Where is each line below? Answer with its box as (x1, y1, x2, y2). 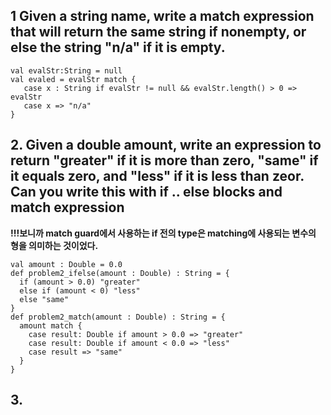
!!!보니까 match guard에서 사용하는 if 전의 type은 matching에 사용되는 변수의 (10, 227, 317, 239)
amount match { (19, 320, 83, 331)
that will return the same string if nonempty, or (10, 24, 307, 41)
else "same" (19, 294, 70, 304)
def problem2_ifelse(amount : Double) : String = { (10, 268, 230, 278)
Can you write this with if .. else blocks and (10, 184, 283, 201)
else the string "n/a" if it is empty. (10, 39, 226, 56)
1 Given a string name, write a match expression (10, 8, 315, 25)
